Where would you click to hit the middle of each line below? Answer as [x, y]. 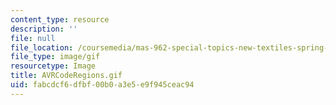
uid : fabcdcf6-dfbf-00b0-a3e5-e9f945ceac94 [102, 85]
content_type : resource [60, 19]
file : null [33, 38]
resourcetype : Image [53, 66]
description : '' [44, 29]
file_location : [42, 47]
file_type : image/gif [55, 57]
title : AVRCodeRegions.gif [66, 76]
